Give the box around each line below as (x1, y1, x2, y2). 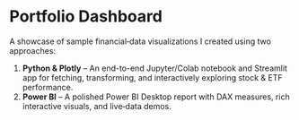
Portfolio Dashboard (9, 6, 163, 27)
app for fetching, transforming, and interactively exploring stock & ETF (22, 72, 283, 82)
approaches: (9, 45, 57, 56)
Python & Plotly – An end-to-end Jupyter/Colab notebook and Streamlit (22, 63, 287, 73)
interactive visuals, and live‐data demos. (22, 100, 172, 111)
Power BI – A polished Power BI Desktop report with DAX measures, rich (22, 91, 290, 102)
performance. (22, 81, 74, 92)
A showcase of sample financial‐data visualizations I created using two (9, 36, 272, 47)
